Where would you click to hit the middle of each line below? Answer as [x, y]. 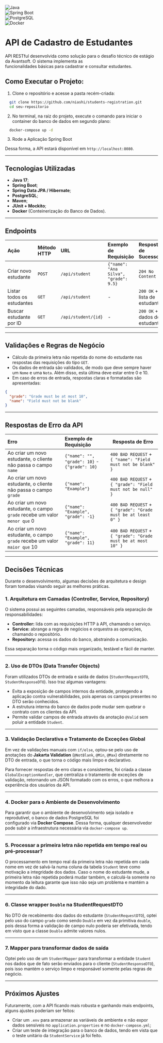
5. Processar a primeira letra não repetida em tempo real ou [76, 845]
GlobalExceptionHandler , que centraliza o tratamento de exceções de [74, 775]
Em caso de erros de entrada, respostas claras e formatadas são [77, 378]
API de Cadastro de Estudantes [69, 42]
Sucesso [149, 257]
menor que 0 [21, 521]
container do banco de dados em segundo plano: [61, 121]
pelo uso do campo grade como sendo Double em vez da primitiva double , [78, 920]
